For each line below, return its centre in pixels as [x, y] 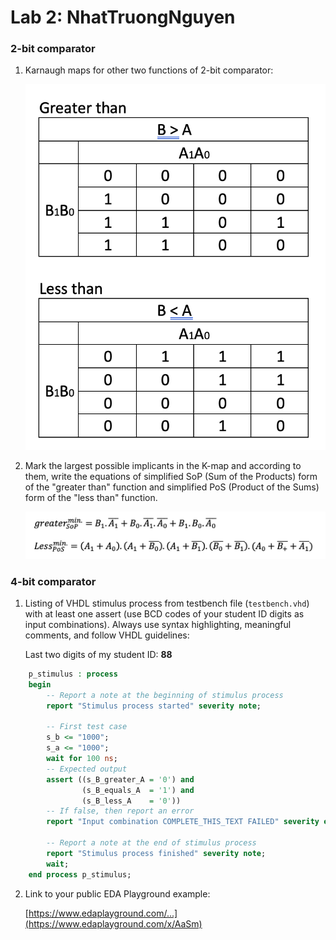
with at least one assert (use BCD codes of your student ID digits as [164, 614]
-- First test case [87, 727]
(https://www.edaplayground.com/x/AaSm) [113, 923]
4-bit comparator [53, 581]
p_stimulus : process [73, 674]
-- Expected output [87, 769]
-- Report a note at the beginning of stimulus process [165, 695]
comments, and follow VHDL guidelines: [107, 635]
